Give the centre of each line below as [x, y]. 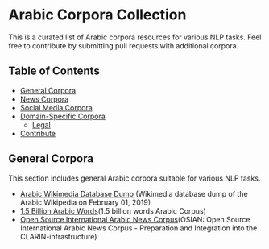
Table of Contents [54, 71]
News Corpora [44, 99]
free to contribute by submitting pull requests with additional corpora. [124, 45]
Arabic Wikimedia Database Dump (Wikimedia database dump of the [134, 193]
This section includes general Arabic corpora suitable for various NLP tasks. [134, 178]
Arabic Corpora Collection [97, 15]
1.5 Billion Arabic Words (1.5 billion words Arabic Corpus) [113, 210]
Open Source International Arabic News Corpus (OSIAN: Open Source [135, 219]
